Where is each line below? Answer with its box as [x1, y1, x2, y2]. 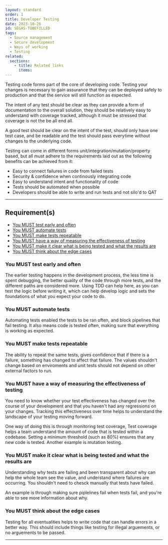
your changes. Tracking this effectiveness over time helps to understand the [5, 408, 162, 414]
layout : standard [5, 7, 41, 12]
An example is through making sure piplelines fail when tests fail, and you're [5, 489, 162, 495]
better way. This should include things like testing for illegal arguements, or [5, 524, 160, 530]
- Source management [9, 35, 52, 40]
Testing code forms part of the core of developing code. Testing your [5, 81, 148, 87]
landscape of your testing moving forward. [5, 413, 93, 419]
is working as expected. [5, 328, 54, 334]
